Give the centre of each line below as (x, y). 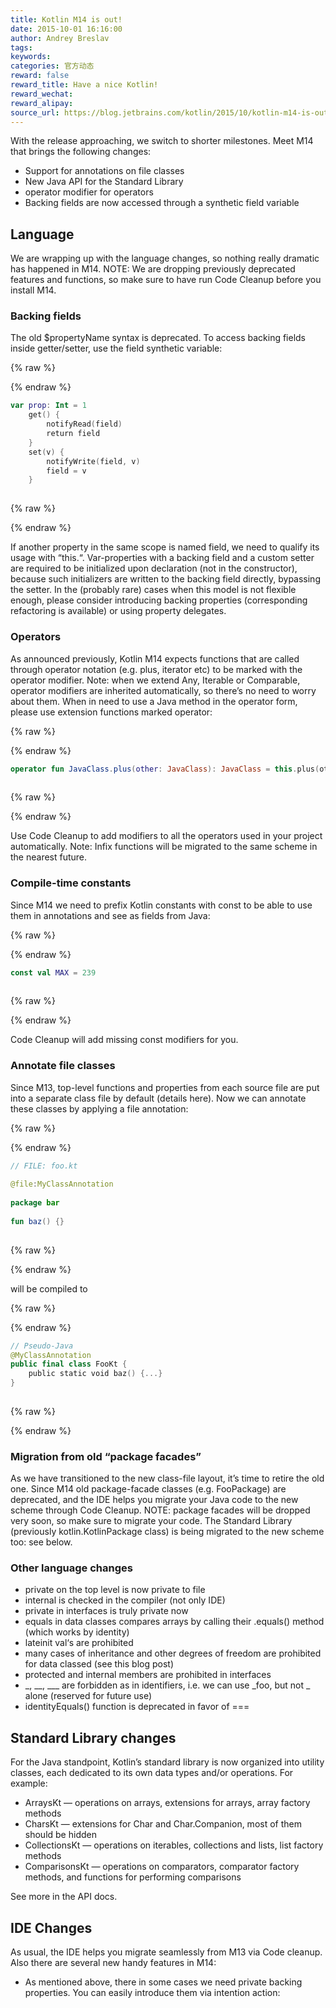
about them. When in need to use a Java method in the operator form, (154, 701)
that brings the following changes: (81, 152)
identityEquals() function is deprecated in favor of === (137, 1707)
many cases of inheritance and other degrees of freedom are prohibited (173, 1653)
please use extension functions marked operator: (111, 712)
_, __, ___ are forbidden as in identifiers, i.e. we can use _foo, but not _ (167, 1685)
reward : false (40, 76)
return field (73, 434)
